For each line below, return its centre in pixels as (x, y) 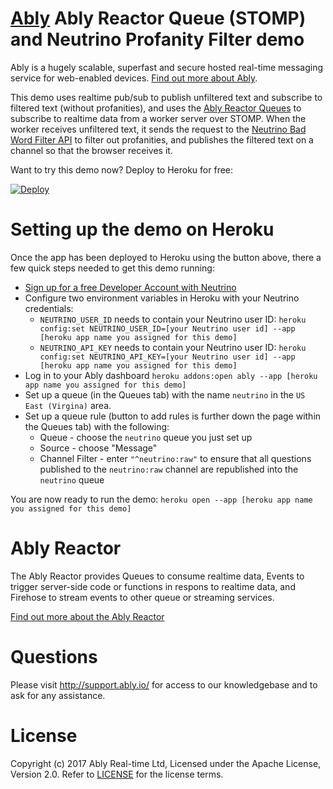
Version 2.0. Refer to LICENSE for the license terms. (117, 774)
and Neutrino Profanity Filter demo (157, 39)
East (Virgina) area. (68, 405)
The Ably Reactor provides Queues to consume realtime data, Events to (157, 576)
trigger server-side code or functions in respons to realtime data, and (153, 586)
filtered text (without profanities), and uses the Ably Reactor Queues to (156, 108)
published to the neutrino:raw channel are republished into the (169, 469)
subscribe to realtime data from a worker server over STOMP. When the (158, 118)
